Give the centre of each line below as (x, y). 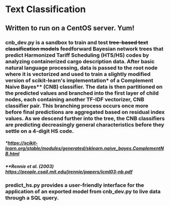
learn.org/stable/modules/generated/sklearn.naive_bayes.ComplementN (85, 148)
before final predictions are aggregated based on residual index (85, 112)
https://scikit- (23, 143)
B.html (12, 154)
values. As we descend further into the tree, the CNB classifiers (85, 118)
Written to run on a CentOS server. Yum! (70, 28)
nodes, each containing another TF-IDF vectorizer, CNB (75, 99)
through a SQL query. (32, 197)
